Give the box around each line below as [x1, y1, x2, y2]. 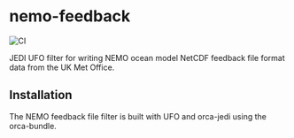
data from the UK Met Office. [9, 62, 115, 73]
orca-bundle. [9, 120, 58, 131]
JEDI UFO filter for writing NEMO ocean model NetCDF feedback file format [9, 52, 285, 63]
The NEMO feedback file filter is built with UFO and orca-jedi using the [9, 111, 267, 121]
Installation [9, 88, 73, 103]
